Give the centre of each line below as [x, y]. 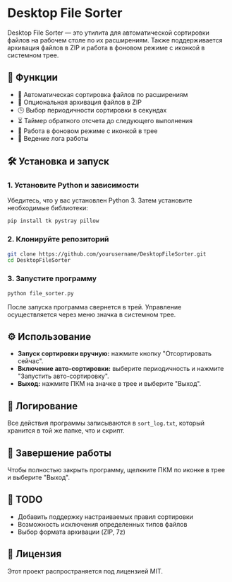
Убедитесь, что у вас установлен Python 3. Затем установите [100, 200]
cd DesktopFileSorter [39, 261]
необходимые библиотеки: [48, 208]
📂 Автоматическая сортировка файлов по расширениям [103, 94]
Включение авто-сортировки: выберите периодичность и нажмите [121, 369]
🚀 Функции [33, 78]
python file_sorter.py [41, 293]
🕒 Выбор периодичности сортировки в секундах [92, 110]
